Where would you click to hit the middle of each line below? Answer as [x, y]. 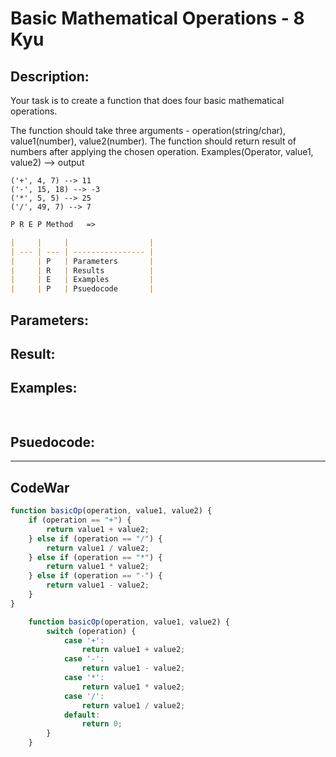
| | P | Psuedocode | [82, 289]
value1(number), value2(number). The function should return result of [153, 141]
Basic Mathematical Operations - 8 [157, 18]
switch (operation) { [91, 631]
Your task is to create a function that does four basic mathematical [147, 100]
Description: [50, 76]
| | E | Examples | [82, 280]
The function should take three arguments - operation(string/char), [148, 130]
